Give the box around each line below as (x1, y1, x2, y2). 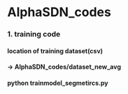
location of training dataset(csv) (7, 46, 104, 55)
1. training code (7, 29, 61, 39)
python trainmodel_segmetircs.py (7, 79, 108, 87)
